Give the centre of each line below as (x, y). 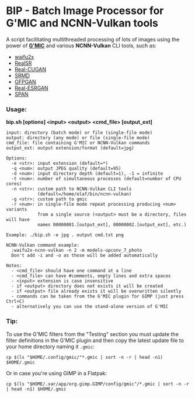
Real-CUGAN (30, 69)
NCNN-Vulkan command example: (43, 245)
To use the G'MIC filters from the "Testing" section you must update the (93, 334)
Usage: (17, 109)
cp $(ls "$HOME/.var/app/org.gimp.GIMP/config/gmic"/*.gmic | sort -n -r (98, 384)
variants (17, 210)
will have (18, 220)
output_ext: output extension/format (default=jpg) (70, 148)
